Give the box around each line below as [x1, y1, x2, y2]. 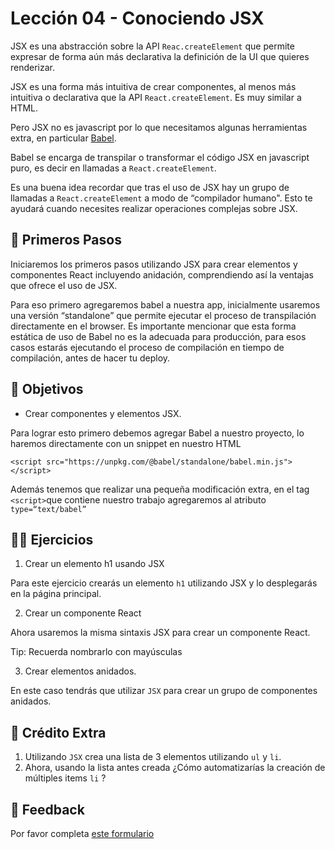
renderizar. [10, 61, 56, 73]
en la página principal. [10, 588, 102, 600]
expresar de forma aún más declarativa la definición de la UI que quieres [10, 50, 310, 62]
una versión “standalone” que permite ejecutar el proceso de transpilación [10, 309, 317, 321]
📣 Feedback [10, 801, 85, 818]
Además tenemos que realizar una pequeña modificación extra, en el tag [10, 483, 310, 495]
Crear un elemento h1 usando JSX [24, 558, 165, 570]
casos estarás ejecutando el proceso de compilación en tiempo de [10, 341, 285, 353]
